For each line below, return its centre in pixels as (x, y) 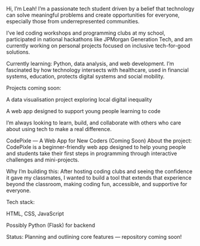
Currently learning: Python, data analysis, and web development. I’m (90, 63)
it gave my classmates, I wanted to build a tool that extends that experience (99, 178)
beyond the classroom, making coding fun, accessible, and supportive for (97, 184)
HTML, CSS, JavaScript (35, 214)
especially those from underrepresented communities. (73, 21)
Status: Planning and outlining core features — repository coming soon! (94, 237)
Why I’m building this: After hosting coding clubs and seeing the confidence (99, 171)
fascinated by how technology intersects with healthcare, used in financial (98, 70)
